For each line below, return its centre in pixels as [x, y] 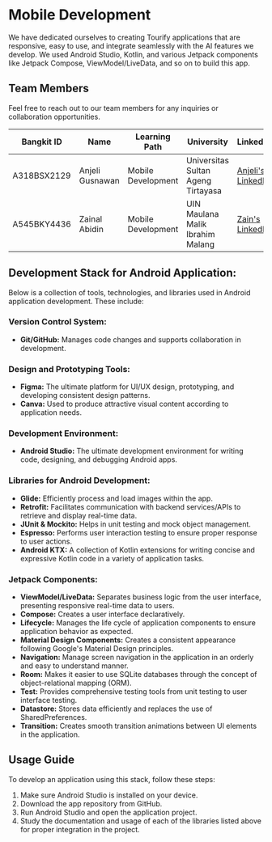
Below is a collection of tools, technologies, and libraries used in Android [130, 292]
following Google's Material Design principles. [97, 649]
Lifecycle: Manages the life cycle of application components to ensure [138, 623]
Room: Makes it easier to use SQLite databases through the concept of [138, 675]
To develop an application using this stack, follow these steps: [112, 779]
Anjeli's [251, 170]
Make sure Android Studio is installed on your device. [109, 795]
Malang [200, 244]
